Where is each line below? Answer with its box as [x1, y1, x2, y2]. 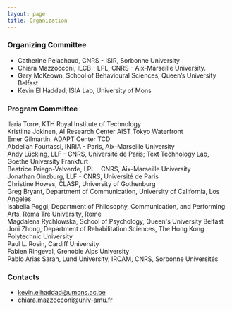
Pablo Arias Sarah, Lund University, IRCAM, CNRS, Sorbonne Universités [7, 255, 219, 263]
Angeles [7, 195, 32, 203]
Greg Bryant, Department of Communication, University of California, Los [7, 188, 220, 196]
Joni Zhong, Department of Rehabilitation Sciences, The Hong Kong [7, 225, 204, 233]
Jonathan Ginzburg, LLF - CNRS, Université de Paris [7, 172, 159, 181]
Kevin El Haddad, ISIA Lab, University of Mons [17, 86, 152, 94]
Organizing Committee [7, 40, 87, 50]
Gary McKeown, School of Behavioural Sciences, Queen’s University [17, 71, 216, 80]
